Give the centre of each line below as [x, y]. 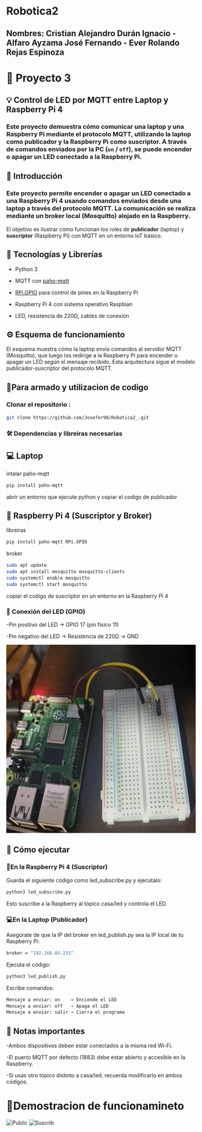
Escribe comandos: [30, 988]
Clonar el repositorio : [38, 404]
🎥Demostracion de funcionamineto [95, 1106]
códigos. [17, 1082]
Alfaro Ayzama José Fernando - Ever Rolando [93, 42]
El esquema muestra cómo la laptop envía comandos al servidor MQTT [94, 349]
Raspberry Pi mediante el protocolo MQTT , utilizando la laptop [99, 134]
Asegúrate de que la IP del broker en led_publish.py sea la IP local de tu [95, 934]
